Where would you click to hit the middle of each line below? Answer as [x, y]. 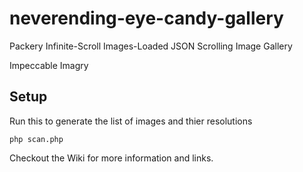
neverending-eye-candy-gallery [146, 18]
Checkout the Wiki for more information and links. [111, 158]
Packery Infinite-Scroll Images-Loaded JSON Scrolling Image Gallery [151, 46]
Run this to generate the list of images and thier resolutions [131, 121]
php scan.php [36, 139]
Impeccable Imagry [49, 65]
